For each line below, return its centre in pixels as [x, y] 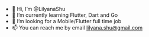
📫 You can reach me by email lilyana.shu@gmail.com [77, 28]
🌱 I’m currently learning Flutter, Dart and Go [65, 15]
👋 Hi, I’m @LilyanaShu [38, 9]
